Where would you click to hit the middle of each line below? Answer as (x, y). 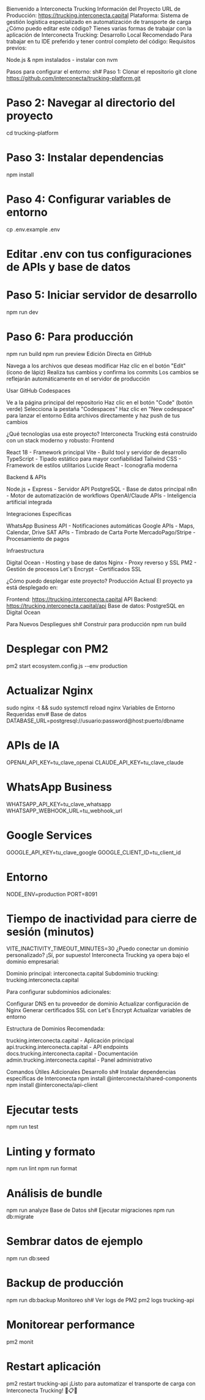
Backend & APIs (27, 477)
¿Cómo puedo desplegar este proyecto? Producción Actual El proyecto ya (99, 581)
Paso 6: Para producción (70, 337)
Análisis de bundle (54, 1193)
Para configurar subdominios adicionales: (59, 992)
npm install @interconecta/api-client (52, 1085)
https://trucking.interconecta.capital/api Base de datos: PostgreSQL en (95, 605)
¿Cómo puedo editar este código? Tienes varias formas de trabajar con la (99, 28)
